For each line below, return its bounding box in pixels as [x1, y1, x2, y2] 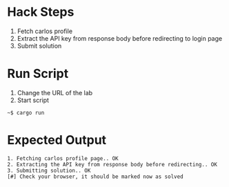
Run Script [7, 66, 69, 81]
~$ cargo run [7, 109, 45, 116]
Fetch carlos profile [17, 27, 73, 35]
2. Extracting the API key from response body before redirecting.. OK [7, 161, 217, 168]
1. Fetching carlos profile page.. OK [7, 155, 119, 162]
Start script [17, 96, 50, 104]
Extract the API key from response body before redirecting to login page [17, 34, 223, 42]
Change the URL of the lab [17, 88, 93, 97]
